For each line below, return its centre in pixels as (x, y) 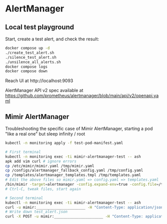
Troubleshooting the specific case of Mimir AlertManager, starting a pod (79, 129)
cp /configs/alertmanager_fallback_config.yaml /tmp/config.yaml (74, 170)
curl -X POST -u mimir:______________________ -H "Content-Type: (74, 217)
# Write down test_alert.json (37, 212)
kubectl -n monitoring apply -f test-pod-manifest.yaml (64, 143)
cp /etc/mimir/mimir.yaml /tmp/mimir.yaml (50, 166)
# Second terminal (24, 198)
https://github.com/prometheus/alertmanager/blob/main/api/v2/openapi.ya (82, 96)
